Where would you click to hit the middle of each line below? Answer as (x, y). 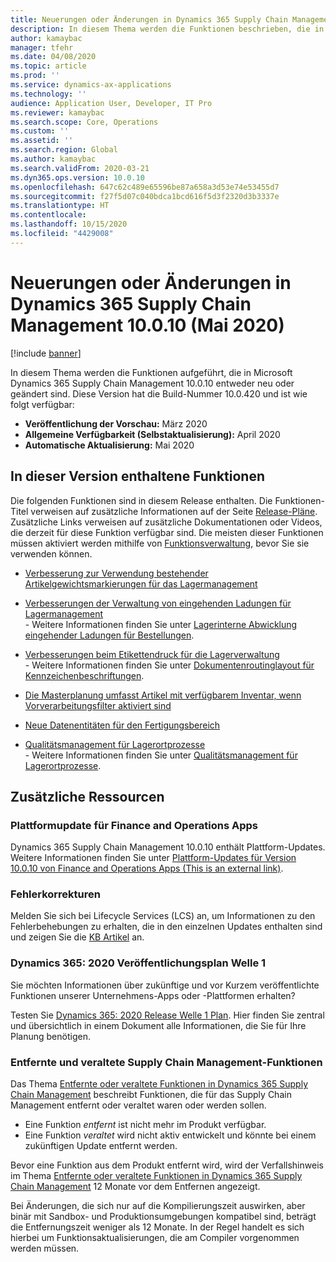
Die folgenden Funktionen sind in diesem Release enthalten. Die (141, 500)
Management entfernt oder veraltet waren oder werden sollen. (138, 1105)
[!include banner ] (46, 353)
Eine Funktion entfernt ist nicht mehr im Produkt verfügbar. (145, 1125)
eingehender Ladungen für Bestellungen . (109, 635)
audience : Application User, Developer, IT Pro (111, 103)
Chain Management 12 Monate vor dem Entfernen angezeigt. (135, 1187)
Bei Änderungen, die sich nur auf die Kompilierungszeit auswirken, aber (158, 1206)
